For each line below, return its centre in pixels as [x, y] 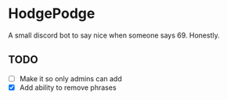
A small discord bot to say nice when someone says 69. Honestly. [114, 35]
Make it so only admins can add [71, 78]
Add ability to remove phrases [68, 87]
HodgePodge [52, 14]
